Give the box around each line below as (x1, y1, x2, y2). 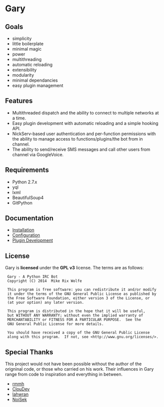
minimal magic (12, 46, 42, 52)
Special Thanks (5, 348, 53, 356)
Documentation (5, 214, 54, 223)
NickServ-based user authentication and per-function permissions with (12, 131, 156, 137)
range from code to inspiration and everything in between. (5, 372, 123, 378)
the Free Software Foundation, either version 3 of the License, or (7, 296, 150, 301)
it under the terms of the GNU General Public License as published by (7, 291, 157, 296)
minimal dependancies (12, 77, 58, 83)
